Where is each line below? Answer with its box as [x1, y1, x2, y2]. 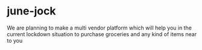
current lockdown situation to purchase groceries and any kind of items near [7, 30, 197, 37]
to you [7, 37, 23, 44]
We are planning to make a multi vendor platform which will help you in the [7, 24, 192, 31]
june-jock [7, 4, 56, 18]
